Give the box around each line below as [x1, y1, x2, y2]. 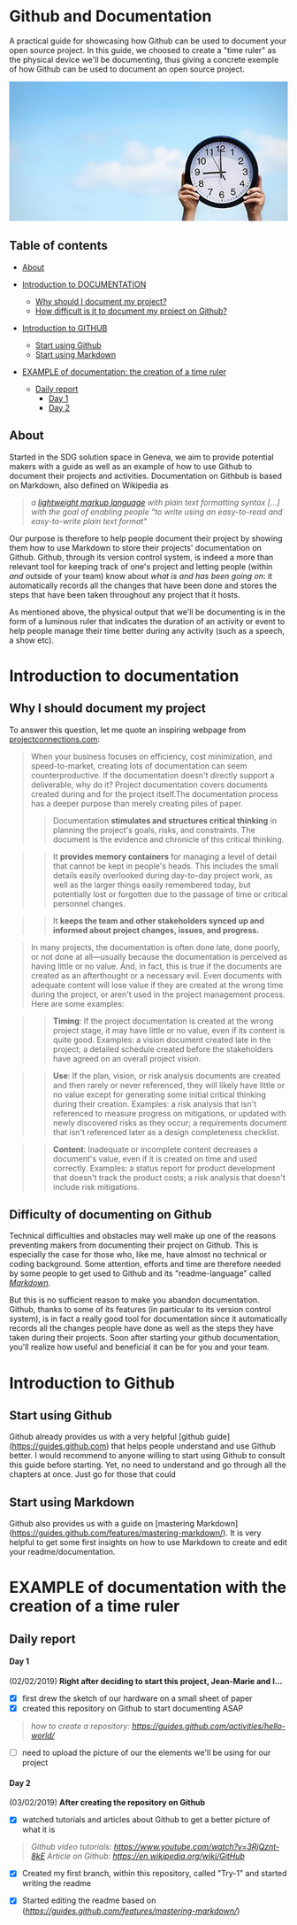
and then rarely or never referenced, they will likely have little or [52, 1079, 286, 1090]
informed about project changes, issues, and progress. [52, 924, 260, 935]
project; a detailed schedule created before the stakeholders [52, 1043, 274, 1055]
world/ [30, 1730, 55, 1741]
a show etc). [9, 635, 55, 646]
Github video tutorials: [30, 1842, 112, 1852]
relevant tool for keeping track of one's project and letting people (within [9, 560, 273, 572]
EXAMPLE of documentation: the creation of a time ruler [21, 366, 227, 377]
